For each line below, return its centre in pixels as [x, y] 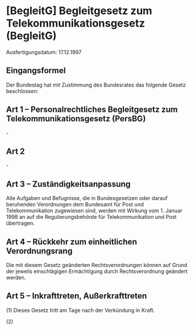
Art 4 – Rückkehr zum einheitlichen [72, 241]
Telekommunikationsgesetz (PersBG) [76, 119]
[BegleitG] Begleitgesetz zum [79, 11]
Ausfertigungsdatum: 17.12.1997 [44, 52]
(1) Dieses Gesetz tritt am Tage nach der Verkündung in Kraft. [81, 310]
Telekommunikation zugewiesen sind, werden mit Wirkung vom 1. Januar [94, 211]
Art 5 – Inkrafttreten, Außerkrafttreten [76, 296]
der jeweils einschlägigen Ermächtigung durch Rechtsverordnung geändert [97, 271]
